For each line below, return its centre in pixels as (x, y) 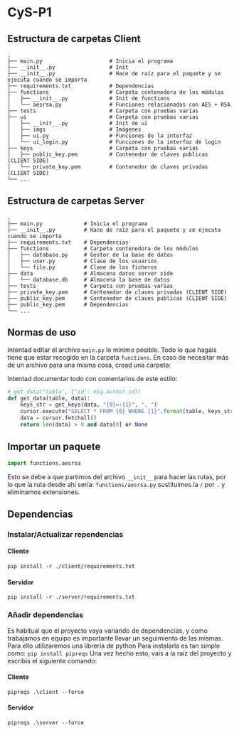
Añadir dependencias (46, 615)
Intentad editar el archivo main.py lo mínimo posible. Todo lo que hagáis (112, 350)
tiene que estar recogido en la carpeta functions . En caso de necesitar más (118, 357)
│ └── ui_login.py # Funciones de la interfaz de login (114, 142)
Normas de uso (42, 332)
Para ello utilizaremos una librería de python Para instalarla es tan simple (114, 646)
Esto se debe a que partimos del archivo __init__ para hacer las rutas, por (117, 476)
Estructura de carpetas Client (74, 39)
